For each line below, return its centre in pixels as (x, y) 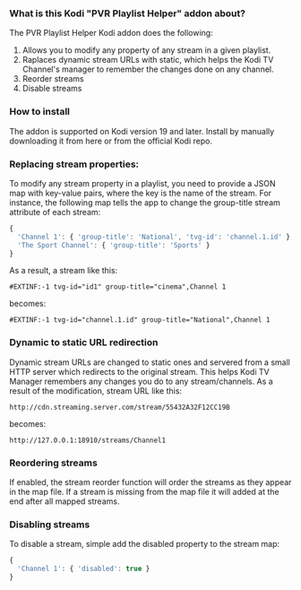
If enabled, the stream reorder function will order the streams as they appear (150, 482)
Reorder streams (53, 79)
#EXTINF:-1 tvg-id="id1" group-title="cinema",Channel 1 (118, 287)
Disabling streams (50, 525)
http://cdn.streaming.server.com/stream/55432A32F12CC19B (120, 407)
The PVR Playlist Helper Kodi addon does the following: (111, 33)
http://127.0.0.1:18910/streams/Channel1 (88, 440)
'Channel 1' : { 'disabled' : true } (84, 569)
